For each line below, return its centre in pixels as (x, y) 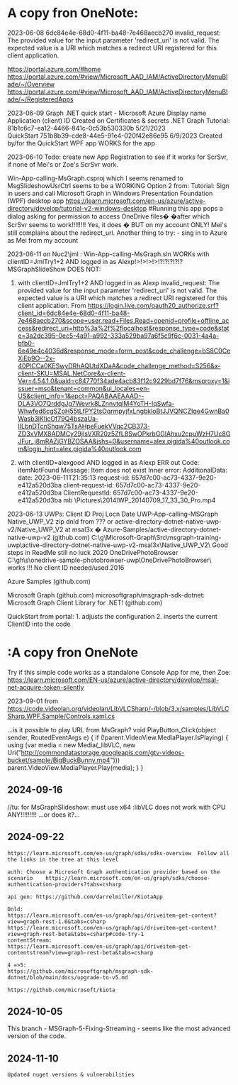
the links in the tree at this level (63, 859)
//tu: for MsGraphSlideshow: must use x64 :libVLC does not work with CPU (117, 807)
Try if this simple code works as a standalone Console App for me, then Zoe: (119, 672)
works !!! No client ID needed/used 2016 (66, 567)
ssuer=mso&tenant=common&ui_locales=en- (84, 388)
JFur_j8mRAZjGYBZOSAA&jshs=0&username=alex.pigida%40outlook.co (124, 441)
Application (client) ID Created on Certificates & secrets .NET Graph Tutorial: (119, 120)
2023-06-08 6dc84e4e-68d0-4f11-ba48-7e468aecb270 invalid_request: (114, 33)
